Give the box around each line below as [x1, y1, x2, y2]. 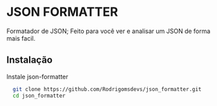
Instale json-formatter [6, 72, 68, 81]
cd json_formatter [12, 92, 66, 99]
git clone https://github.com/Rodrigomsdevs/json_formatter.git [12, 85, 202, 93]
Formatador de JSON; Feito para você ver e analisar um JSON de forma [6, 27, 211, 35]
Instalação [6, 54, 53, 66]
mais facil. [6, 34, 36, 42]
